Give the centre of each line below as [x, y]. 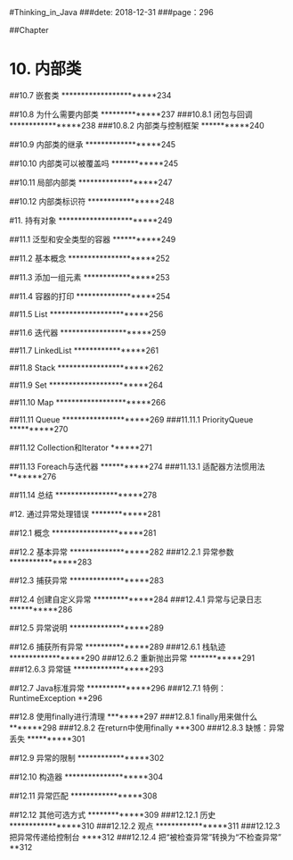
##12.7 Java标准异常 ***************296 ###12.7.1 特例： [118, 688]
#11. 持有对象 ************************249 [91, 220]
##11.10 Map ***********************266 [88, 402]
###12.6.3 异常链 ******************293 [87, 669]
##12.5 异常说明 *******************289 [87, 628]
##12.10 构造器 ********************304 [86, 777]
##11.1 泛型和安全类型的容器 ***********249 [93, 239]
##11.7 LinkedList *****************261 [84, 350]
